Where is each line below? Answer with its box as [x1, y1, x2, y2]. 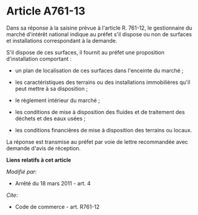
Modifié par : [6, 168, 38, 175]
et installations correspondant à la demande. [6, 37, 117, 44]
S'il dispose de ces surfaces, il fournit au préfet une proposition [6, 48, 165, 56]
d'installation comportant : [6, 55, 71, 62]
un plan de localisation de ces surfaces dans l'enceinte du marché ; [15, 66, 183, 74]
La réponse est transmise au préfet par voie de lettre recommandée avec [6, 138, 188, 146]
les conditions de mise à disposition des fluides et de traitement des [15, 108, 185, 115]
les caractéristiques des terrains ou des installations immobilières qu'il [15, 79, 191, 86]
